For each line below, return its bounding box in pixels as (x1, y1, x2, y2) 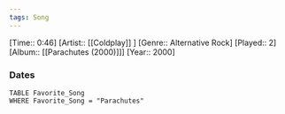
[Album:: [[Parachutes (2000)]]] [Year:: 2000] (9, 46, 175, 57)
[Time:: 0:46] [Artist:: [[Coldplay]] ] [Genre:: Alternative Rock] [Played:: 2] (9, 37, 277, 48)
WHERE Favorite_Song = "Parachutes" (9, 96, 144, 105)
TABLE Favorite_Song (9, 88, 86, 97)
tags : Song (9, 12, 50, 22)
